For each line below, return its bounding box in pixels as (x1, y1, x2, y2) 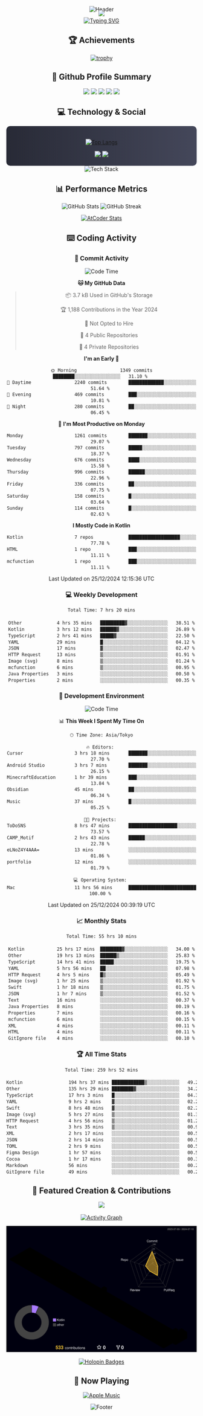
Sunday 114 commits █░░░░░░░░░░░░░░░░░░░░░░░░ (7, 505, 196, 511)
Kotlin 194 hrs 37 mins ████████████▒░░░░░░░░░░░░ (6, 1080, 180, 1086)
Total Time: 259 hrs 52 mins (65, 1067, 138, 1073)
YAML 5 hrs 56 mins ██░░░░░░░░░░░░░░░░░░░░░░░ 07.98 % (8, 965, 195, 971)
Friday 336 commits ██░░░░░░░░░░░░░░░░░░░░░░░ (7, 481, 196, 487)
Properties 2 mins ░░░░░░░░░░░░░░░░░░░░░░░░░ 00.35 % (8, 677, 195, 683)
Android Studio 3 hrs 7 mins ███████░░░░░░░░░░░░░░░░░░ (7, 762, 196, 768)
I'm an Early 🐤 (83, 355, 120, 362)
